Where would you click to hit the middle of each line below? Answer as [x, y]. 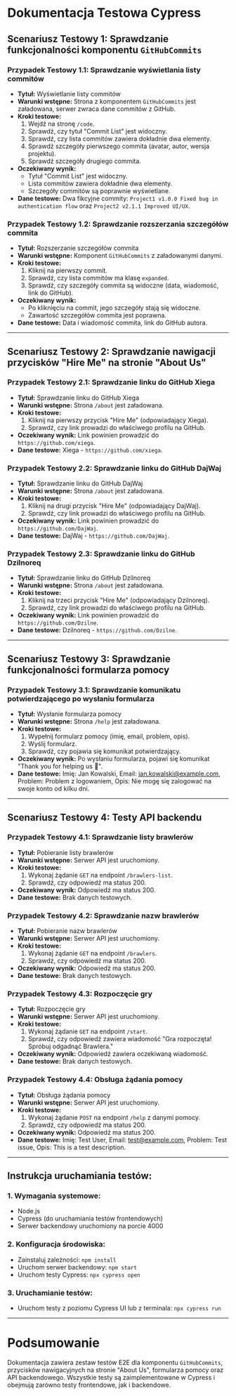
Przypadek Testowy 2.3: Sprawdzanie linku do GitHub [101, 554]
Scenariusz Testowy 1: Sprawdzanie [88, 39]
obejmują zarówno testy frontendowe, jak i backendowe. [89, 1385]
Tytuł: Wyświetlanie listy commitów [69, 93]
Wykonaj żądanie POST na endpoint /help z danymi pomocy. [114, 1117]
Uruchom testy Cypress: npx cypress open [79, 1274]
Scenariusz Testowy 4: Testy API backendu [105, 817]
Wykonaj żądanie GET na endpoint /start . [87, 1031]
